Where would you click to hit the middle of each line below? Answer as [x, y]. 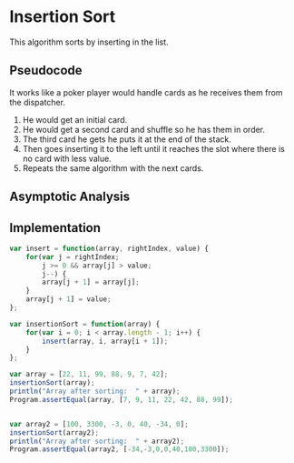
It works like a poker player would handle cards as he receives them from [146, 92]
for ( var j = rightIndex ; [73, 257]
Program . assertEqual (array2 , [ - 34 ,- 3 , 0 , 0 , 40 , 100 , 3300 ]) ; [119, 449]
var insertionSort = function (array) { [85, 324]
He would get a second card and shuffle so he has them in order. [144, 129]
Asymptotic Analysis [70, 197]
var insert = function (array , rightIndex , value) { [109, 248]
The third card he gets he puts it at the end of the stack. [127, 139]
